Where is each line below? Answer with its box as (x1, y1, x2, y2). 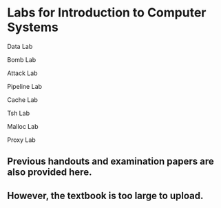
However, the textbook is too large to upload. (7, 189, 204, 201)
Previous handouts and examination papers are (7, 156, 215, 167)
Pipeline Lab (7, 82, 43, 90)
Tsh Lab (7, 109, 30, 117)
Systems (7, 19, 59, 35)
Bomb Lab (7, 55, 36, 63)
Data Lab (7, 42, 33, 50)
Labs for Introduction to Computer (7, 5, 207, 21)
